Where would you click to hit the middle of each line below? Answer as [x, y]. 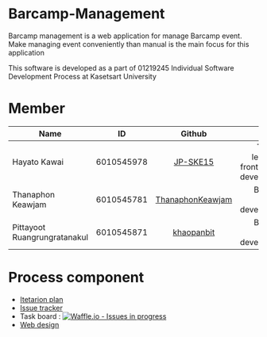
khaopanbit [194, 232]
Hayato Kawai [38, 162]
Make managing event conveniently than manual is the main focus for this [129, 44]
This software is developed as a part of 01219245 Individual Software [121, 67]
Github [194, 133]
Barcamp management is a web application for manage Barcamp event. [125, 36]
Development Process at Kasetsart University [83, 76]
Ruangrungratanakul [50, 237]
